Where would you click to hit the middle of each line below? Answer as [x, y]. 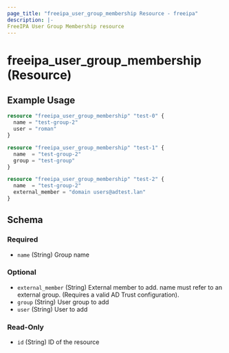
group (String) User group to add [63, 302]
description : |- [30, 20]
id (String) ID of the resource [58, 342]
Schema [25, 220]
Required [23, 239]
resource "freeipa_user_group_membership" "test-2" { [86, 180]
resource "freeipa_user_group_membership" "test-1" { [86, 148]
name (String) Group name [53, 255]
